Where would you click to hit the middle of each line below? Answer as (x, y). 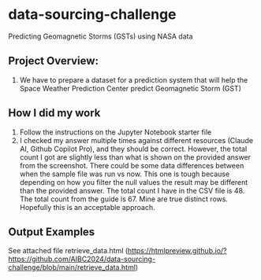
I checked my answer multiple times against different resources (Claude (136, 140)
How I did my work (54, 113)
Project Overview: (53, 61)
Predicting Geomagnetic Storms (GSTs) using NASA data (101, 36)
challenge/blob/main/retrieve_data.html (72, 267)
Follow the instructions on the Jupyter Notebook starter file (116, 132)
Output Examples (52, 232)
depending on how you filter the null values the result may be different (134, 182)
